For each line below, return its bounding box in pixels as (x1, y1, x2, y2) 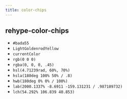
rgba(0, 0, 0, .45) (12, 62, 55, 68)
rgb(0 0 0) (12, 57, 36, 62)
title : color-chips (5, 7, 47, 13)
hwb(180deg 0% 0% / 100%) (12, 79, 68, 84)
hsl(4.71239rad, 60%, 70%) (12, 68, 70, 73)
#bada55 (12, 41, 29, 46)
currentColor (12, 52, 41, 57)
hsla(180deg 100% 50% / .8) (12, 73, 72, 79)
